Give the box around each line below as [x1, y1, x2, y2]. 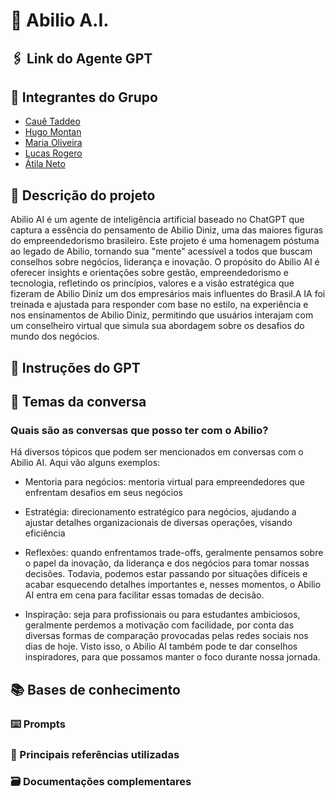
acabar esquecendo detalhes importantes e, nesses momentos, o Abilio [24, 579, 322, 591]
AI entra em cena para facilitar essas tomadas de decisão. [24, 589, 265, 601]
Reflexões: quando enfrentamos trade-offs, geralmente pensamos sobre [24, 547, 324, 559]
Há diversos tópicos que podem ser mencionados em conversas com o [10, 446, 304, 458]
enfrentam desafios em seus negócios [24, 487, 183, 499]
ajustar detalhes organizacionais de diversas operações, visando [24, 517, 293, 529]
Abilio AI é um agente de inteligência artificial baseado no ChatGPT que [10, 214, 305, 226]
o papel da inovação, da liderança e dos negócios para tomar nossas [24, 557, 310, 569]
